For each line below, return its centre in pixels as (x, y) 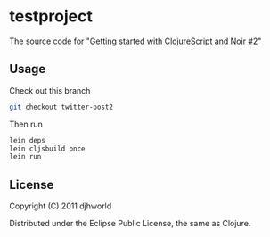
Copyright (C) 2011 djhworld (61, 206)
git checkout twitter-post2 (61, 107)
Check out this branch (50, 90)
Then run (26, 124)
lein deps (28, 140)
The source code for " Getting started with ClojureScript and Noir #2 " (135, 41)
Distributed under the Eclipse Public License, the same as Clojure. (130, 224)
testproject (51, 16)
